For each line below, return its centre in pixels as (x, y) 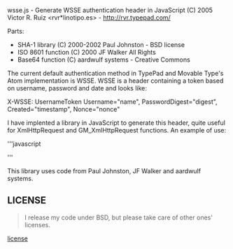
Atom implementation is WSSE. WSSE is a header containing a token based (115, 81)
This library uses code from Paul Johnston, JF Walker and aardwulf (104, 171)
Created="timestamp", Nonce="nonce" (64, 109)
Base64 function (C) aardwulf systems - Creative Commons (104, 60)
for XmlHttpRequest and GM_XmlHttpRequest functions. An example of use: (117, 130)
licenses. (37, 224)
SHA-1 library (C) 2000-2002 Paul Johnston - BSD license (101, 45)
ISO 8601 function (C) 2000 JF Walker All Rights (86, 52)
